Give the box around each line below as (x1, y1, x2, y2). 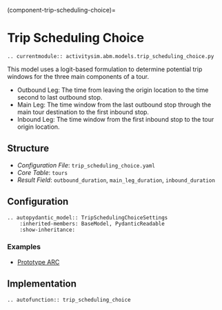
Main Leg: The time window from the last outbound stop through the (17, 100, 212, 109)
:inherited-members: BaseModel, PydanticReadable (19, 220, 165, 227)
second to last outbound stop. (17, 93, 103, 101)
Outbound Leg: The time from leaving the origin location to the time (17, 86, 209, 94)
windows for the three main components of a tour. (7, 72, 150, 80)
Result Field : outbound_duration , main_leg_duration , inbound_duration (17, 176, 216, 184)
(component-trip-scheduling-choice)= (7, 6, 116, 14)
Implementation (7, 278, 77, 290)
